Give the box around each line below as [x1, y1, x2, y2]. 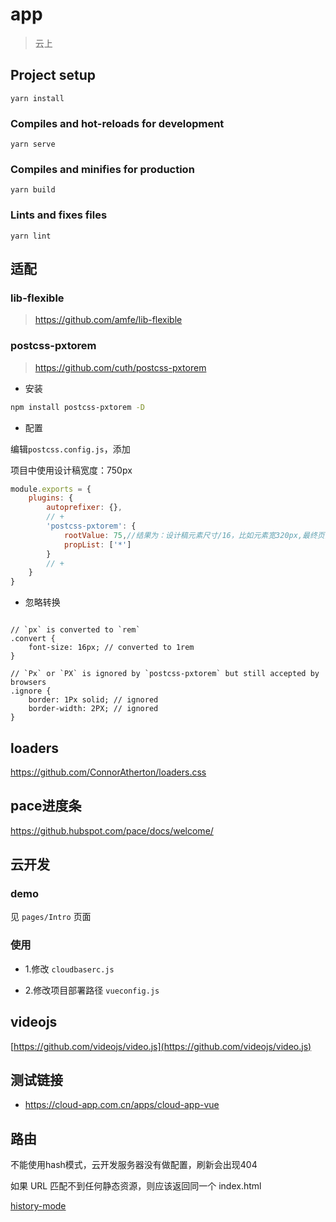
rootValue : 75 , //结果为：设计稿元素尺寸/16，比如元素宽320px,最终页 [63, 530, 325, 540]
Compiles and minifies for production [10, 162, 195, 176]
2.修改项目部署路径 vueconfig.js [24, 984, 160, 996]
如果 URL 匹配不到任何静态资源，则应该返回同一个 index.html [10, 1180, 262, 1192]
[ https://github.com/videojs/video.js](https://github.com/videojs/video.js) [10, 1040, 312, 1052]
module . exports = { [10, 484, 92, 494]
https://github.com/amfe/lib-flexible [34, 314, 183, 326]
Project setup [10, 67, 97, 84]
